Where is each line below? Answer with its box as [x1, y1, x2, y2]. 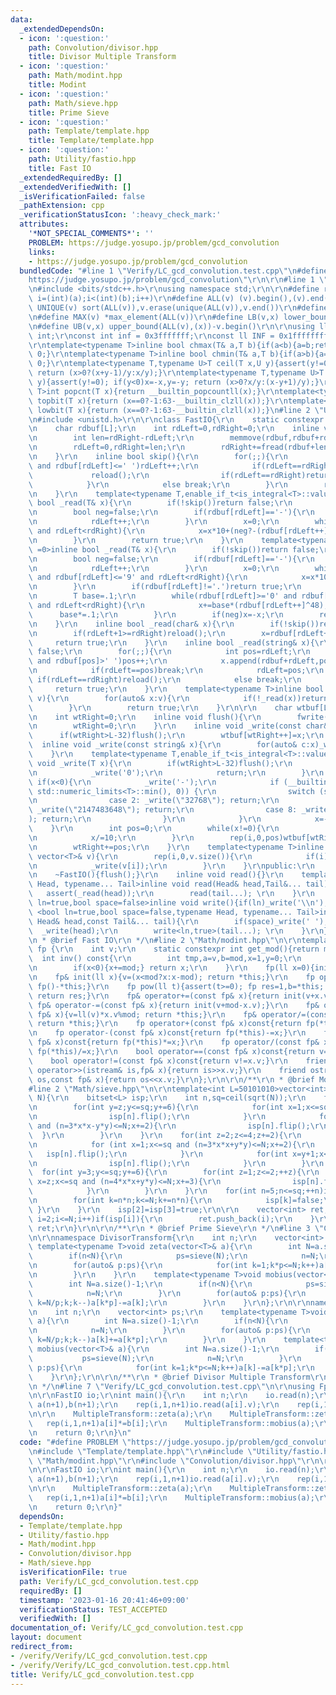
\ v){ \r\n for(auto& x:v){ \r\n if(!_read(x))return [28, 693, 329, 703]
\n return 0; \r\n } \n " [28, 1427, 132, 1438]
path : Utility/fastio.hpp [28, 154, 137, 164]
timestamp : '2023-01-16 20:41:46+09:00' [19, 1595, 190, 1605]
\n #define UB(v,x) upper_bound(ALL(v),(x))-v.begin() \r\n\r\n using [28, 321, 315, 331]
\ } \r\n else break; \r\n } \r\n [28, 479, 288, 490]
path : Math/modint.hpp [28, 71, 123, 81]
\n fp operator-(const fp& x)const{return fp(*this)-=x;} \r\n [28, 1028, 307, 1038]
